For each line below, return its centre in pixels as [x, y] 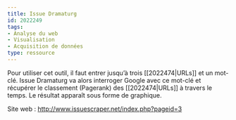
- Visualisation [31, 40]
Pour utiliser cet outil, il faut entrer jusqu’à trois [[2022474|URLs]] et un [110, 73]
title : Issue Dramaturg [42, 14]
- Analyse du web [33, 33]
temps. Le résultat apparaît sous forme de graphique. [85, 95]
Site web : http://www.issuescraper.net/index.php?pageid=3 [95, 109]
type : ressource [31, 53]
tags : [15, 27]
